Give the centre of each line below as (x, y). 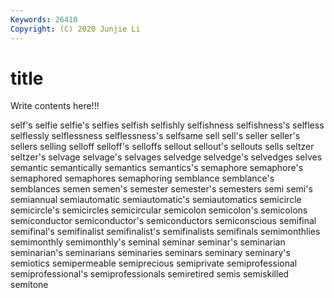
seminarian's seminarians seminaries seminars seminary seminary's (150, 253)
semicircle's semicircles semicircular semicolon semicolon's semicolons (159, 210)
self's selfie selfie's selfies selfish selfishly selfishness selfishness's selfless (167, 125)
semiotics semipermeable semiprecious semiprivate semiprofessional (154, 263)
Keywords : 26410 (44, 19)
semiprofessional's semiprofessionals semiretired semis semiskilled (150, 274)
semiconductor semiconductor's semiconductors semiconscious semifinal (163, 221)
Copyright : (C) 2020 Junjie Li (75, 29)
